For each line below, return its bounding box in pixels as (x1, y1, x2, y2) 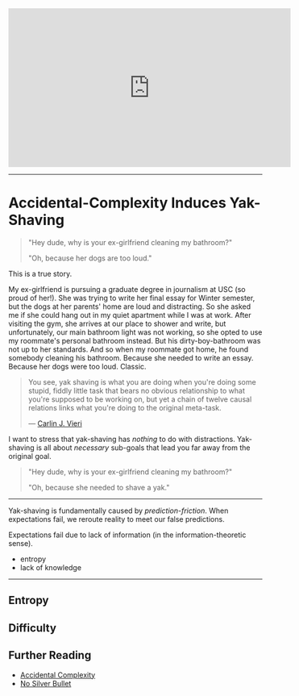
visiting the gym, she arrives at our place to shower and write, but (8, 319, 226, 328)
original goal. (8, 451, 52, 461)
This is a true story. (8, 269, 73, 278)
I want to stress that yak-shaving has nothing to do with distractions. (8, 434, 235, 444)
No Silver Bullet (19, 678, 72, 688)
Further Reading (8, 648, 92, 662)
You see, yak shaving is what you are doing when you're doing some (27, 377, 256, 386)
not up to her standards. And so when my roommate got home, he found (8, 344, 249, 354)
